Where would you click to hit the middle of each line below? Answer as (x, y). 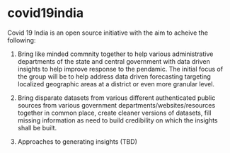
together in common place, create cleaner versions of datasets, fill (114, 113)
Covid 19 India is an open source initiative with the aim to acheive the (108, 33)
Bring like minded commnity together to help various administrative (115, 54)
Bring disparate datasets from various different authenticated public (116, 98)
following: (22, 40)
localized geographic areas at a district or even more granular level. (116, 84)
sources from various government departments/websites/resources (116, 105)
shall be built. (37, 127)
